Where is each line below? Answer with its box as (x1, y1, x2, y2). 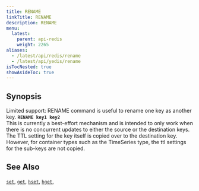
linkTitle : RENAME (6, 14, 52, 20)
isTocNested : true (6, 63, 52, 70)
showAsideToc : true (6, 69, 55, 75)
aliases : (6, 47, 28, 53)
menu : (6, 25, 20, 31)
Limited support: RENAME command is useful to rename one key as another (6, 107, 192, 114)
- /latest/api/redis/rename (11, 53, 81, 59)
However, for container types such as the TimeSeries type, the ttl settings (6, 139, 187, 146)
